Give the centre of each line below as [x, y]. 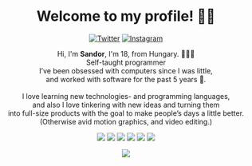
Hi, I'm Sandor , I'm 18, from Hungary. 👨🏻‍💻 [126, 53]
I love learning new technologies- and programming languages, [126, 96]
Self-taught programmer [126, 62]
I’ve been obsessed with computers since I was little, [126, 70]
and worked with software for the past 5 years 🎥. [126, 79]
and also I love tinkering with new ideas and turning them [126, 105]
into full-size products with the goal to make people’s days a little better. [126, 113]
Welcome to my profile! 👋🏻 [126, 16]
